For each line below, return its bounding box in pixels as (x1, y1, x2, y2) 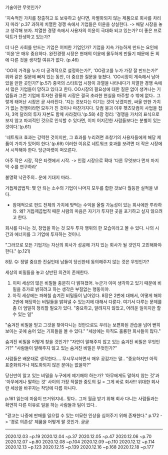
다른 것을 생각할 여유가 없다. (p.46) (10, 57, 79, 62)
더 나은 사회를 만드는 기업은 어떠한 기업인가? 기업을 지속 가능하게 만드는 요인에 (5, 44, 158, 50)
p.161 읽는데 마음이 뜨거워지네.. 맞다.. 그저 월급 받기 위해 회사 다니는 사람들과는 (5, 395, 159, 401)
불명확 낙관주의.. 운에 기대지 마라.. (5, 174, 72, 180)
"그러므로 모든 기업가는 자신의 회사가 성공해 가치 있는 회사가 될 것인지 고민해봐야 (5, 242, 162, 247)
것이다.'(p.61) (5, 124, 31, 129)
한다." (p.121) (5, 248, 31, 254)
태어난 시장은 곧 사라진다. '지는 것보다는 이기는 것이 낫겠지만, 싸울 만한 (14, 99, 151, 104)
